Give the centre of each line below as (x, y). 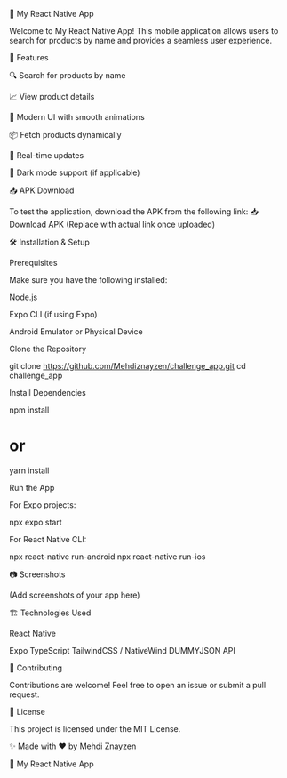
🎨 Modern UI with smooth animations (77, 117)
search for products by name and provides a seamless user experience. (141, 40)
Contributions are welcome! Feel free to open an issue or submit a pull (138, 685)
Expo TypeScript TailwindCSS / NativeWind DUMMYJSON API (122, 650)
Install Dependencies (48, 393)
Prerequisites (33, 263)
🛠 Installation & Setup (50, 242)
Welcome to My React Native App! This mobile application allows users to (144, 31)
